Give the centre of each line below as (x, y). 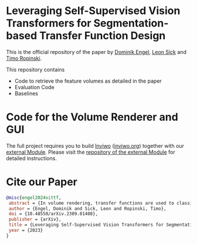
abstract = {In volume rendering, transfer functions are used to (91, 203)
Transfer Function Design (102, 36)
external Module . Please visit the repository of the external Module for (91, 152)
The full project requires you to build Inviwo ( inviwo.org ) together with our (95, 145)
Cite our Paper (42, 182)
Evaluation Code (34, 87)
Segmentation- (131, 23)
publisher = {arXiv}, (35, 219)
